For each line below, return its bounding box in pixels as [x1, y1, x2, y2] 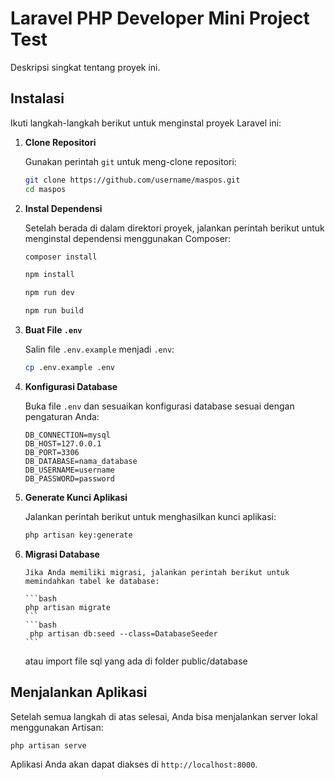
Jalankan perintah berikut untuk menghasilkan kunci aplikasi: [24, 510, 277, 522]
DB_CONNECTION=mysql [24, 430, 111, 440]
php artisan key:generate [24, 530, 133, 540]
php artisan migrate [24, 602, 111, 612]
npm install [24, 270, 75, 280]
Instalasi [10, 90, 65, 107]
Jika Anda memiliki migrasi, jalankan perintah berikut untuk [24, 567, 290, 577]
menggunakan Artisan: [10, 721, 104, 733]
